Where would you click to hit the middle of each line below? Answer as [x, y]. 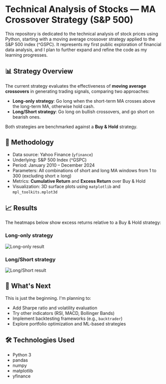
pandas [20, 360]
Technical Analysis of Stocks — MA [80, 9]
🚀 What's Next [28, 286]
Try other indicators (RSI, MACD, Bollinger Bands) [63, 313]
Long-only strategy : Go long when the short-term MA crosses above [84, 101]
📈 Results [21, 208]
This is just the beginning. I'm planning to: [48, 298]
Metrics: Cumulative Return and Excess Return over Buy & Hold [79, 181]
